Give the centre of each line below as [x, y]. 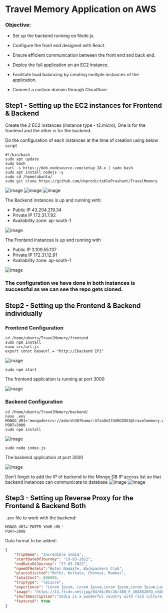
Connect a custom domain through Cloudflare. [60, 90]
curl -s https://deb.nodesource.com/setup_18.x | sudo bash [69, 168]
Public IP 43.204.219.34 [37, 210]
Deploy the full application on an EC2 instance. [60, 65]
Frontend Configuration [34, 328]
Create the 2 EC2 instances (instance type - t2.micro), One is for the [75, 125]
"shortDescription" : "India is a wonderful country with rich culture [88, 596]
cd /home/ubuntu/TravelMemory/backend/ [47, 412]
